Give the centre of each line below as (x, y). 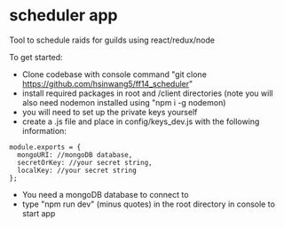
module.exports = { (45, 147)
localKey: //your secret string (77, 170)
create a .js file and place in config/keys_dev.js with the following (141, 121)
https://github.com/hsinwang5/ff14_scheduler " (107, 83)
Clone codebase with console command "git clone (114, 74)
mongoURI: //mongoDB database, (75, 155)
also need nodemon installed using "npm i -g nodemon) (124, 102)
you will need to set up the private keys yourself (110, 112)
